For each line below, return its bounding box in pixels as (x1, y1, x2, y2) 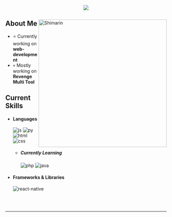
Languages (12, 115, 37, 122)
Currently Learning (20, 150, 62, 156)
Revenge (12, 73, 32, 79)
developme (12, 51, 37, 57)
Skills (5, 102, 23, 110)
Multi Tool (12, 79, 35, 85)
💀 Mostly (12, 62, 31, 68)
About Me (5, 19, 37, 28)
